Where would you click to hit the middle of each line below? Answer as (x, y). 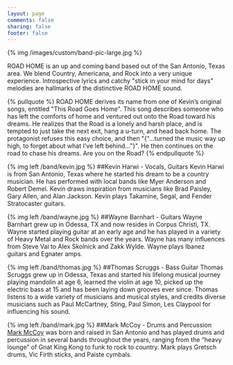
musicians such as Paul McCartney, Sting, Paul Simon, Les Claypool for (109, 304)
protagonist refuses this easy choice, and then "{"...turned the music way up (116, 139)
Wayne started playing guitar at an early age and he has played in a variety (114, 232)
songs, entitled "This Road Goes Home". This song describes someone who (115, 109)
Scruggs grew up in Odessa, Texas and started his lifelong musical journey (114, 275)
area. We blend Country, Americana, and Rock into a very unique (100, 74)
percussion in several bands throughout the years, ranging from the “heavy (114, 340)
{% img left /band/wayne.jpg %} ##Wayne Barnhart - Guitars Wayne (105, 217)
